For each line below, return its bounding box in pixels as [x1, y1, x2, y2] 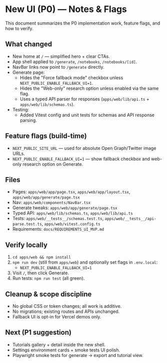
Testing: [12, 106, 29, 112]
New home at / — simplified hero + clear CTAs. [12, 53, 110, 59]
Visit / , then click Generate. [12, 270, 69, 276]
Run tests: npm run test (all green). [12, 275, 85, 281]
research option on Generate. [22, 161, 83, 167]
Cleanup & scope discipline [5, 290, 92, 298]
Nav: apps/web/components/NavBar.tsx [12, 200, 91, 206]
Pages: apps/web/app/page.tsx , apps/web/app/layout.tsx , [12, 189, 130, 195]
